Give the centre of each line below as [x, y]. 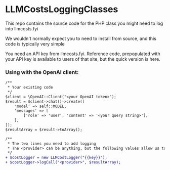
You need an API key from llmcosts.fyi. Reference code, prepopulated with [83, 54]
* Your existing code [30, 88]
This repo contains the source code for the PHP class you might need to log [84, 23]
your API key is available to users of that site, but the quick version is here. [83, 59]
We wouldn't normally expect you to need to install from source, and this [81, 38]
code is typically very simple [35, 44]
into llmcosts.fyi [22, 28]
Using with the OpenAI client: [42, 72]
